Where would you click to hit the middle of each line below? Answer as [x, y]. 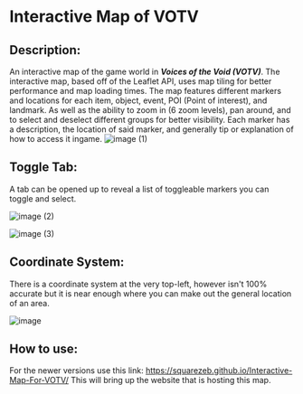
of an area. [29, 303]
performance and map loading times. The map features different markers [146, 91]
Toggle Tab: [43, 168]
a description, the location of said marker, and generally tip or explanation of [151, 129]
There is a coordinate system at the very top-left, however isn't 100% [138, 284]
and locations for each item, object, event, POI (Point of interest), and [138, 100]
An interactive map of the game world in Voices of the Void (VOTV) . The [145, 71]
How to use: [44, 349]
